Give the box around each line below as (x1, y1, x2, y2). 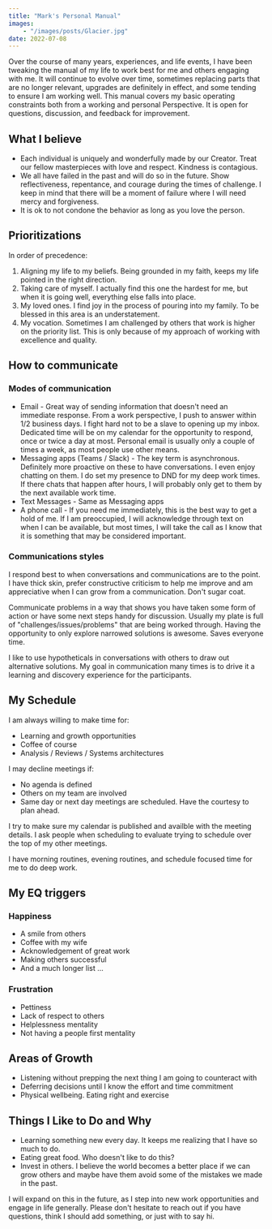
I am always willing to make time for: (8, 715, 130, 725)
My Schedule (8, 693, 77, 707)
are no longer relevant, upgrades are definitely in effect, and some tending (8, 83, 257, 93)
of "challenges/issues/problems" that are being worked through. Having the (8, 619, 261, 629)
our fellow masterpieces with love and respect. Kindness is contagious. (19, 162, 258, 172)
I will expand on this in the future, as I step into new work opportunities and (8, 1194, 259, 1204)
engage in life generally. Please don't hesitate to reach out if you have (8, 1203, 241, 1213)
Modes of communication (8, 383, 112, 395)
